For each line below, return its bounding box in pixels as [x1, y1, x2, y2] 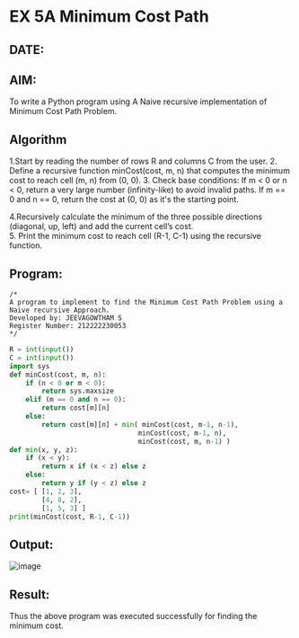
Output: [9, 536, 54, 552]
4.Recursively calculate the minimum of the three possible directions [9, 211, 263, 222]
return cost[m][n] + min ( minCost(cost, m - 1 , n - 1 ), [41, 420, 240, 429]
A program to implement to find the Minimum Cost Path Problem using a [9, 298, 283, 307]
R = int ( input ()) [9, 345, 75, 354]
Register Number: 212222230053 [9, 322, 127, 331]
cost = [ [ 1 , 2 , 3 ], [9, 487, 83, 496]
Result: [9, 587, 50, 602]
